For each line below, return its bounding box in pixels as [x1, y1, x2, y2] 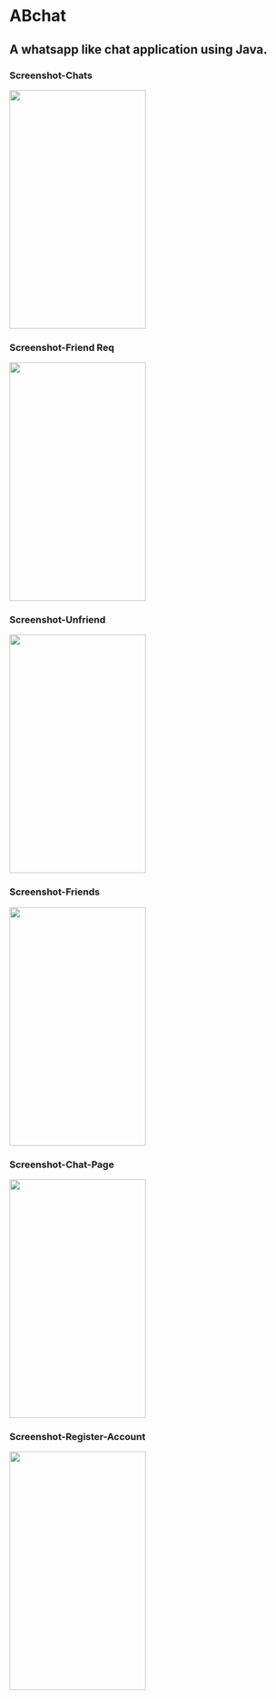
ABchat [9, 5, 66, 26]
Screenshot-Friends [9, 885, 100, 898]
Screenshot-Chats [9, 69, 93, 82]
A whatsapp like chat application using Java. [9, 42, 268, 57]
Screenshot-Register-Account [9, 1430, 146, 1443]
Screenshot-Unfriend [9, 614, 106, 626]
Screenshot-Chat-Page [9, 1158, 115, 1171]
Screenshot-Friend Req [9, 341, 115, 354]
